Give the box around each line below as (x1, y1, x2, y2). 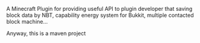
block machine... (6, 18, 48, 25)
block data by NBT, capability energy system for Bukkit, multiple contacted (6, 12, 194, 19)
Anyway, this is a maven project (6, 30, 87, 37)
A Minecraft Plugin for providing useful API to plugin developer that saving (6, 5, 193, 12)
